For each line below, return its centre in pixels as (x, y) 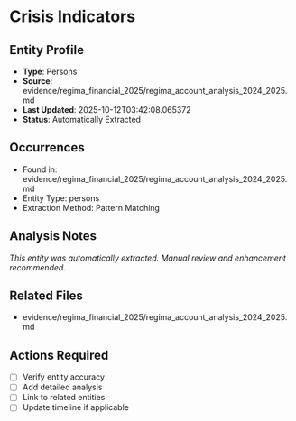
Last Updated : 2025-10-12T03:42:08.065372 (106, 110)
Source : (37, 81)
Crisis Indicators (73, 17)
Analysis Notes (53, 236)
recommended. (37, 267)
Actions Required (59, 355)
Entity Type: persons (61, 198)
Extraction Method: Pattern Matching (91, 207)
